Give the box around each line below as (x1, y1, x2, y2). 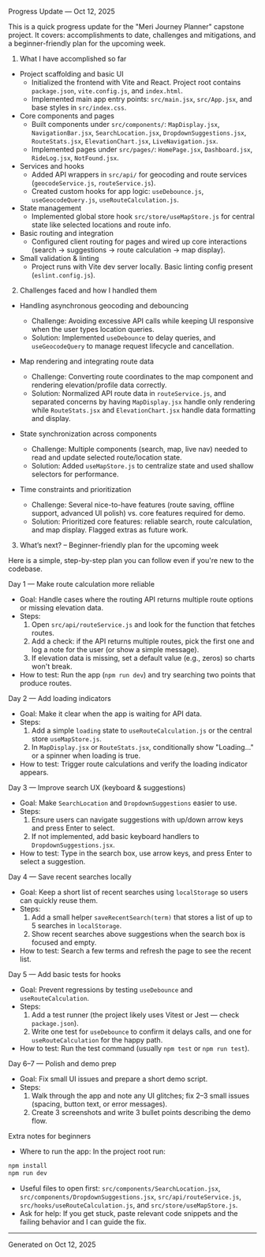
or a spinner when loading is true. (31, 751, 140, 760)
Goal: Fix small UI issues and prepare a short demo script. (19, 1074, 208, 1084)
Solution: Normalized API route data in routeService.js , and (31, 389, 226, 397)
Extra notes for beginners (8, 1132, 91, 1140)
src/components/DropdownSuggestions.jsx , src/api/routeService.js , (19, 1192, 242, 1201)
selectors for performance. (31, 469, 119, 479)
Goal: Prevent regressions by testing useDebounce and (19, 985, 193, 994)
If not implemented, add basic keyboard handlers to (31, 832, 200, 841)
